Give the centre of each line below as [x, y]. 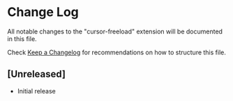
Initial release [36, 91]
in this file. [22, 38]
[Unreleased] [37, 74]
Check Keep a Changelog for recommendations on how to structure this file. [117, 52]
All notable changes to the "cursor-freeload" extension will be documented [115, 31]
